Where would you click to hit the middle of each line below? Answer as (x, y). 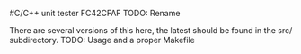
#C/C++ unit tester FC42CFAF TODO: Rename (95, 13)
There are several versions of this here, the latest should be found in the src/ (151, 30)
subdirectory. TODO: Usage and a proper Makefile (102, 40)
